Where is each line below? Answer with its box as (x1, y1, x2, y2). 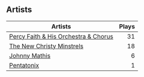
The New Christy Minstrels (9, 41, 84, 50)
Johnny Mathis (9, 52, 51, 60)
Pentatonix (9, 61, 39, 69)
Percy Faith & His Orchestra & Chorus (9, 32, 114, 40)
